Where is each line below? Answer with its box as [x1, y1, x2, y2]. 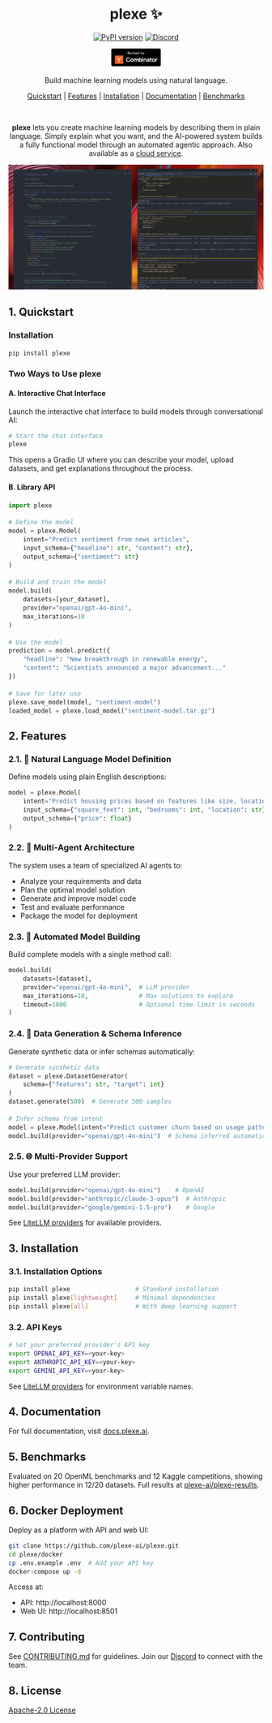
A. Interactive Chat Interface [8, 389, 107, 398]
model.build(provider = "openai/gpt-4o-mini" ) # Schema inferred [8, 1131, 230, 1140]
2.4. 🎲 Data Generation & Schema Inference [8, 1028, 182, 1040]
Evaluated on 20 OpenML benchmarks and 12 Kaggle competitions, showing [8, 1471, 263, 1481]
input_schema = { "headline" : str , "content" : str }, [23, 544, 194, 552]
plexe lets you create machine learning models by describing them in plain [11, 123, 261, 132]
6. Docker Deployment [8, 1503, 124, 1518]
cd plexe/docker [8, 1550, 63, 1558]
